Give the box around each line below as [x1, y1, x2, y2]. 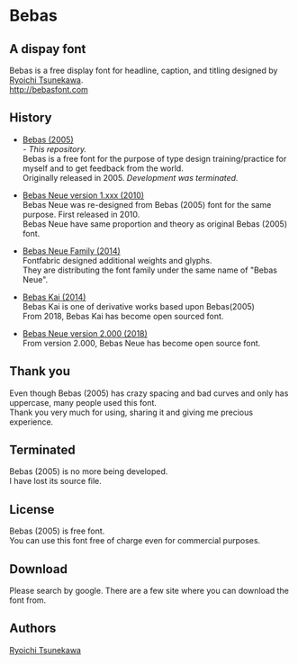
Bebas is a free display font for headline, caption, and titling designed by [9, 65, 278, 76]
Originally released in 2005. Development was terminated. [22, 172, 239, 183]
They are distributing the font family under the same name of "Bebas [22, 265, 277, 275]
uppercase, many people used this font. [9, 397, 158, 408]
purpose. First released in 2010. [22, 209, 140, 220]
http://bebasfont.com [9, 85, 88, 94]
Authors [9, 621, 57, 636]
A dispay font [9, 41, 86, 57]
